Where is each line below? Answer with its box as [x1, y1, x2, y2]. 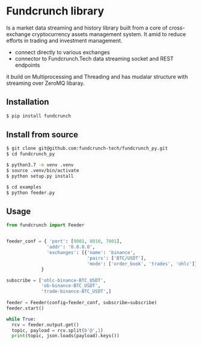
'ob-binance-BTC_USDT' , [41, 283, 101, 289]
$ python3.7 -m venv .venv [6, 162, 74, 168]
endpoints [14, 61, 40, 69]
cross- [168, 24, 185, 31]
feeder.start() [6, 305, 44, 311]
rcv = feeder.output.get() [11, 322, 79, 328]
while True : [6, 316, 36, 322]
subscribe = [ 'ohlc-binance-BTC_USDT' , [6, 277, 106, 284]
